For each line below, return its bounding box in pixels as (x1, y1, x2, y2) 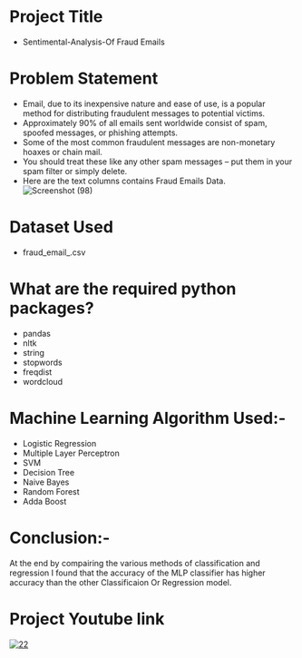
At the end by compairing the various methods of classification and (9, 557, 260, 568)
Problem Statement (9, 68, 159, 89)
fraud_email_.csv (22, 247, 86, 258)
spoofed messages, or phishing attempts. (22, 127, 179, 138)
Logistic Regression (22, 437, 97, 448)
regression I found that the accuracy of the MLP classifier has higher (9, 567, 266, 578)
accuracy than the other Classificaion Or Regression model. (9, 576, 232, 587)
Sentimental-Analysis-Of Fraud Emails (22, 36, 165, 47)
